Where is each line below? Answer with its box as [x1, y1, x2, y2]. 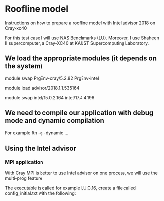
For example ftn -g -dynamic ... [5, 130, 69, 136]
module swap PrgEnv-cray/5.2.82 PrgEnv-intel [5, 75, 99, 81]
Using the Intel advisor [5, 144, 77, 152]
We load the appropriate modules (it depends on [5, 54, 157, 63]
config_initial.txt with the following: [5, 190, 76, 196]
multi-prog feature [5, 175, 43, 181]
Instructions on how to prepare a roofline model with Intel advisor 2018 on [5, 20, 156, 26]
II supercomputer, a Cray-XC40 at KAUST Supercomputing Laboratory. [5, 40, 149, 46]
